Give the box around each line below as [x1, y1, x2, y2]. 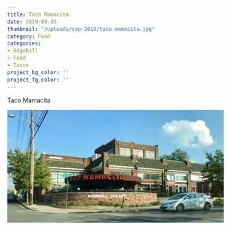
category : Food [7, 33, 51, 40]
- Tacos [7, 62, 30, 69]
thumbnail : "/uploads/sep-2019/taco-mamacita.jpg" [7, 25, 155, 32]
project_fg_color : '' [7, 76, 69, 83]
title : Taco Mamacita [7, 11, 69, 18]
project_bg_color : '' [7, 69, 69, 76]
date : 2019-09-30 [7, 18, 57, 25]
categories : [7, 40, 41, 47]
